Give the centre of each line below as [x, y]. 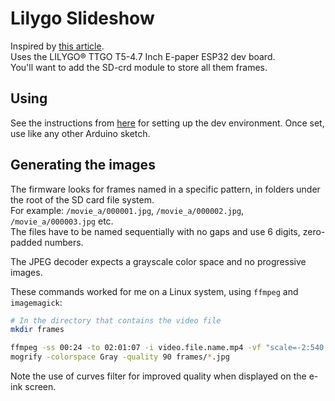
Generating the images [83, 165]
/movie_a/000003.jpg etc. [62, 221]
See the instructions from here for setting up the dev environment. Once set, [167, 123]
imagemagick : [36, 302]
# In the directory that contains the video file [116, 320]
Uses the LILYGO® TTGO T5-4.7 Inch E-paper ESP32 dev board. [143, 56]
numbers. [64, 242]
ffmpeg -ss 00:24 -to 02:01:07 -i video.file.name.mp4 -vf [136, 348]
